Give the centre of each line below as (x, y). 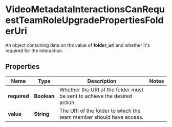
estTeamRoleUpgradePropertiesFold (84, 20)
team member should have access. (102, 117)
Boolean (44, 96)
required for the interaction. (34, 50)
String (42, 114)
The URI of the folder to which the (100, 111)
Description (102, 81)
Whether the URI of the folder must (101, 89)
